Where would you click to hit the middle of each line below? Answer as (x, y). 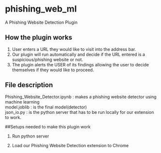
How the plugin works (39, 38)
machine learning (22, 102)
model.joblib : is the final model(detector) (46, 107)
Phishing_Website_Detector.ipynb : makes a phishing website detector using (81, 97)
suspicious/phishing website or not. (47, 60)
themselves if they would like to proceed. (53, 70)
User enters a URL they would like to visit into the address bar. (74, 49)
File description (29, 85)
